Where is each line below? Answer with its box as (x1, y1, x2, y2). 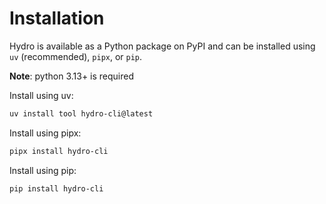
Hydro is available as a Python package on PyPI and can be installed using (9, 40, 316, 52)
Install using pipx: (9, 127, 82, 139)
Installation (9, 7, 105, 30)
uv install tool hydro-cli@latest (9, 108, 154, 119)
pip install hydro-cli (9, 183, 104, 194)
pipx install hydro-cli (9, 146, 109, 156)
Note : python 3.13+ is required (9, 70, 135, 82)
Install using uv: (9, 89, 74, 101)
